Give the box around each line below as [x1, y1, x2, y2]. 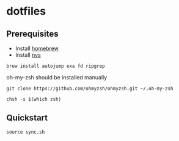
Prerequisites [6, 29, 59, 39]
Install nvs [15, 51, 41, 59]
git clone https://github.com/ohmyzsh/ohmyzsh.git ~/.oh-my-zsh [6, 85, 174, 92]
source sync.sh [6, 129, 45, 135]
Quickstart [6, 113, 48, 123]
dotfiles [6, 4, 46, 18]
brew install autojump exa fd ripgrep [6, 63, 105, 69]
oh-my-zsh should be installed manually [6, 74, 108, 81]
